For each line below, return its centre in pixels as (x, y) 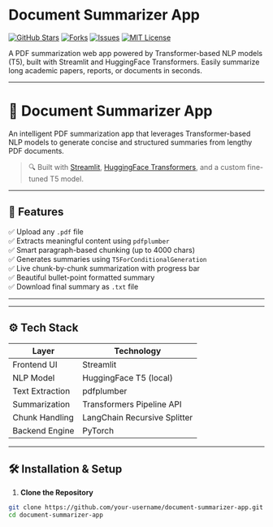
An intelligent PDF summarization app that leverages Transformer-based (130, 133)
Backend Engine (43, 430)
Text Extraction (41, 390)
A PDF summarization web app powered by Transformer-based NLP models (136, 53)
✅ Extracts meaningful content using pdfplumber (89, 241)
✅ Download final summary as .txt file (74, 286)
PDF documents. (37, 150)
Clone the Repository (56, 493)
